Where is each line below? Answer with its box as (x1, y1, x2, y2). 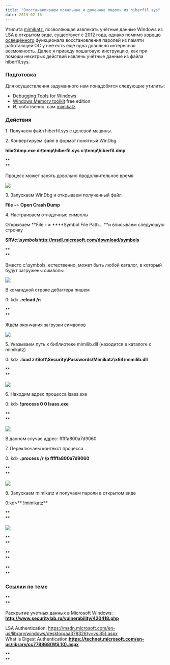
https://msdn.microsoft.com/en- (48, 625, 116, 631)
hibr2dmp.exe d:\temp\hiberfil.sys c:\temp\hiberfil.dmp (5, 148, 126, 154)
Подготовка (5, 71, 37, 78)
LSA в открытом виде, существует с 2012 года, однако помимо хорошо (5, 32, 161, 38)
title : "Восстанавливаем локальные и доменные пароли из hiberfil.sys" (5, 7, 160, 13)
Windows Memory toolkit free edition (12, 98, 91, 104)
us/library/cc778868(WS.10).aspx (5, 642, 79, 648)
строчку (5, 227, 23, 233)
